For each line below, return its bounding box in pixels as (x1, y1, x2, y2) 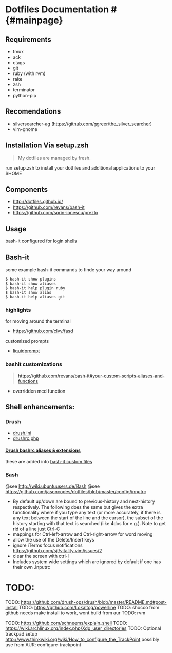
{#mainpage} (5, 14, 63, 26)
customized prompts (5, 338, 49, 344)
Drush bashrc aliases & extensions (5, 447, 81, 453)
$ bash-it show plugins (5, 276, 56, 282)
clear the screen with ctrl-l (12, 553, 69, 559)
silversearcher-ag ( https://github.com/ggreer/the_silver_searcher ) (12, 121, 152, 127)
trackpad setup (5, 630, 37, 637)
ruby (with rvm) (12, 70, 46, 77)
